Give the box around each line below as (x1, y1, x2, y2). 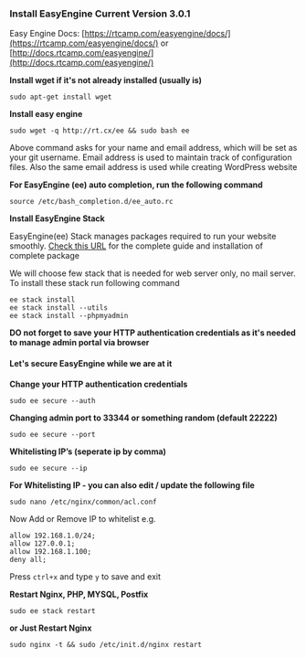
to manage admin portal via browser (9, 337, 150, 348)
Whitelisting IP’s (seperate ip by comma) (9, 446, 167, 457)
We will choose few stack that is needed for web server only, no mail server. (9, 268, 296, 279)
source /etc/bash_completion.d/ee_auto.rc (9, 197, 174, 207)
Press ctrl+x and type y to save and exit (9, 570, 162, 582)
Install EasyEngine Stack (9, 213, 105, 224)
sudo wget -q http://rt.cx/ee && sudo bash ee (9, 126, 190, 135)
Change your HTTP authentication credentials (9, 378, 188, 389)
